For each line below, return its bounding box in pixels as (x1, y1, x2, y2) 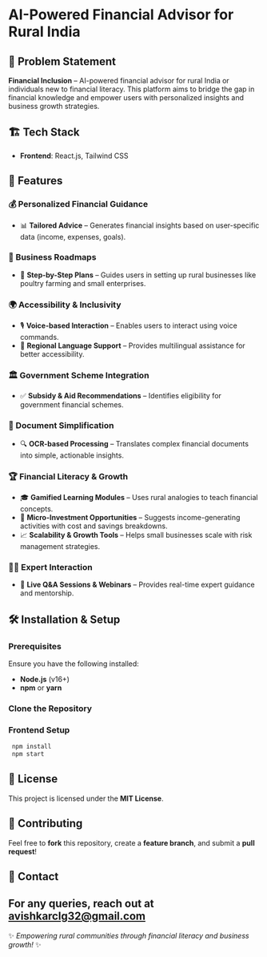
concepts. (19, 503, 54, 514)
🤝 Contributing (8, 817, 83, 830)
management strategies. (19, 541, 101, 551)
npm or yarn (19, 683, 62, 693)
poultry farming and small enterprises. (19, 278, 146, 288)
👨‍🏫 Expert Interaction (8, 561, 94, 572)
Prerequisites (8, 640, 62, 652)
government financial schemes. (19, 400, 124, 410)
